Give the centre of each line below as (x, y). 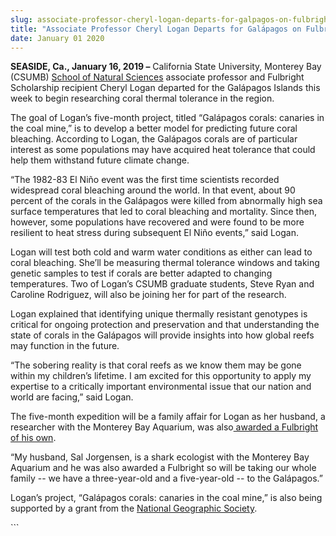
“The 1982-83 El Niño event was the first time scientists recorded (145, 180)
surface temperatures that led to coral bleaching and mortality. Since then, (163, 212)
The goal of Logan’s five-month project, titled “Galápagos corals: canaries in (167, 118)
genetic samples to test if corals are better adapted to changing (141, 273)
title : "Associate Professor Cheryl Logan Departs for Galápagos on (156, 29)
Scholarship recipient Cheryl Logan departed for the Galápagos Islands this (165, 88)
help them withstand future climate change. (100, 160)
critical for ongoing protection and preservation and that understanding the (165, 325)
